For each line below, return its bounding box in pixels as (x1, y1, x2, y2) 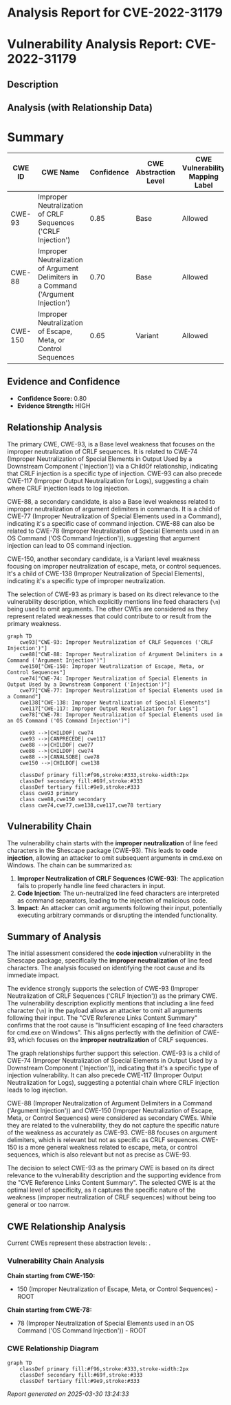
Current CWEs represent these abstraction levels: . (7, 1239, 151, 1247)
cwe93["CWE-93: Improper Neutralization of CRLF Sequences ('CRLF (19, 638, 214, 646)
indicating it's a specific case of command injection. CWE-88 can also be (7, 519, 215, 527)
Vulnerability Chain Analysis (7, 1256, 104, 1266)
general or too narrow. (7, 1201, 70, 1209)
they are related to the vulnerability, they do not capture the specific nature (7, 1121, 220, 1130)
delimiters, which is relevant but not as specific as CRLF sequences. (7, 1136, 201, 1144)
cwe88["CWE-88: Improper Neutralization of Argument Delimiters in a (19, 651, 223, 658)
